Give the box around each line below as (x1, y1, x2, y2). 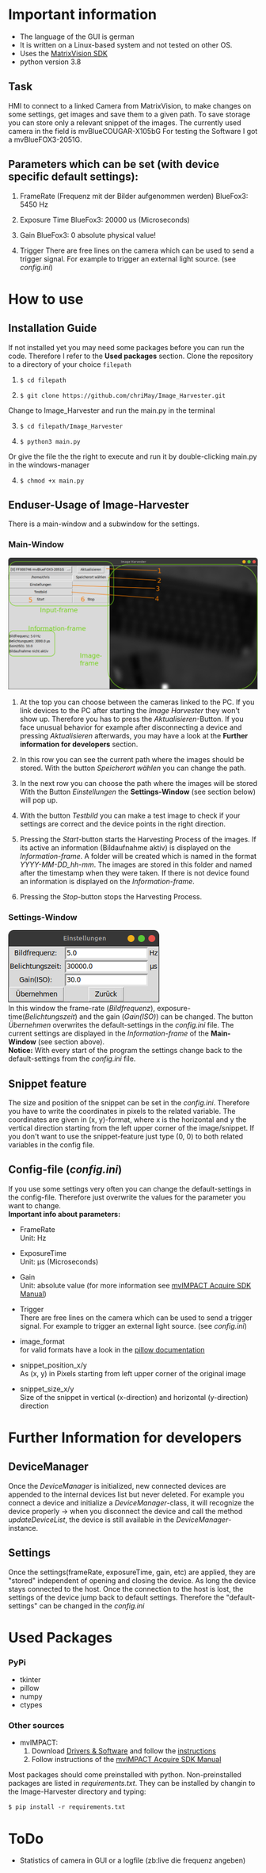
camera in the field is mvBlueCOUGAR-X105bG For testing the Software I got (8, 126, 258, 135)
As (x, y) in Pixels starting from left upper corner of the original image (19, 1368, 246, 1378)
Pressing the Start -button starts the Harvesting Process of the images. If (19, 834, 256, 844)
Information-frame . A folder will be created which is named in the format (19, 851, 257, 860)
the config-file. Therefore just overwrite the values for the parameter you (8, 1192, 246, 1202)
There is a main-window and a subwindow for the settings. (8, 519, 199, 528)
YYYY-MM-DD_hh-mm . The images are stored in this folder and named (19, 860, 253, 869)
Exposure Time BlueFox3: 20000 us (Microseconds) (19, 215, 190, 224)
